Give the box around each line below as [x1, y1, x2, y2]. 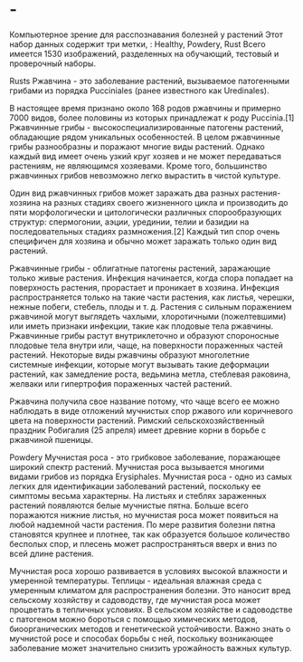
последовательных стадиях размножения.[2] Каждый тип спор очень [9, 225, 280, 236]
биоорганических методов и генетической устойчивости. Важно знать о [9, 623, 291, 634]
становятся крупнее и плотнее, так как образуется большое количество [9, 529, 290, 540]
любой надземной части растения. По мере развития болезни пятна [9, 519, 276, 530]
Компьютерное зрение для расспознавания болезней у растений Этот [9, 29, 283, 40]
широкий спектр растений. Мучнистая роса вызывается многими [9, 461, 265, 472]
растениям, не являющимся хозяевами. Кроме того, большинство [9, 160, 268, 171]
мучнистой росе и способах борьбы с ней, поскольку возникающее [9, 633, 274, 644]
